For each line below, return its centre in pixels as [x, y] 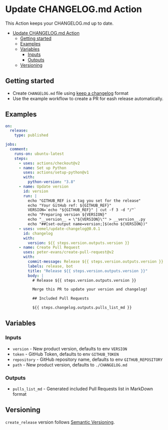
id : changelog [38, 233]
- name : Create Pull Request [49, 248]
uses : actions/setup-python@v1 [56, 172]
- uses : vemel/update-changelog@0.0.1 [59, 229]
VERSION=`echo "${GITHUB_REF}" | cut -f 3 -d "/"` [82, 210]
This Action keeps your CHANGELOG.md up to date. [60, 23]
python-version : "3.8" [51, 182]
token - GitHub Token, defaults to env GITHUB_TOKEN [66, 354]
